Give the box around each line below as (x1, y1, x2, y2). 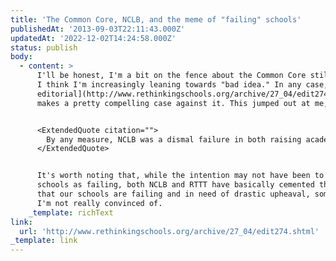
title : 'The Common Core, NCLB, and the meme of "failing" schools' (10, 14, 302, 25)
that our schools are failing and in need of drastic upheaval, (36, 189, 311, 199)
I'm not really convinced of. (36, 198, 163, 208)
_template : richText (28, 207, 114, 218)
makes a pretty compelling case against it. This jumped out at (36, 98, 311, 108)
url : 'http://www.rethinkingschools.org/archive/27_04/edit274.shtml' (19, 226, 320, 236)
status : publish (10, 42, 78, 53)
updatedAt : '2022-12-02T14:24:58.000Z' (10, 33, 177, 43)
